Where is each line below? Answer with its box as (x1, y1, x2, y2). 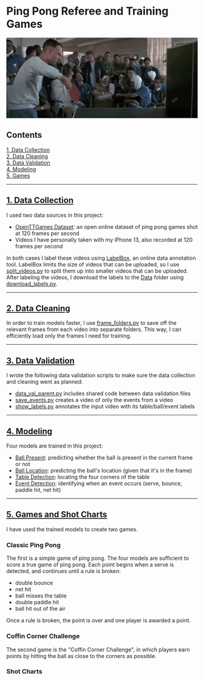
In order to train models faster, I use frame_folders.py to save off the (6, 319, 177, 327)
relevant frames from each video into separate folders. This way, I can (6, 326, 182, 333)
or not (15, 460, 30, 468)
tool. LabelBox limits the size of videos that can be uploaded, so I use (6, 260, 180, 268)
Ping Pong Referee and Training (6, 4, 169, 18)
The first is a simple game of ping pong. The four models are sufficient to (6, 554, 189, 562)
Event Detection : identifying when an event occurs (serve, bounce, (15, 480, 183, 487)
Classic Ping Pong (6, 540, 61, 549)
